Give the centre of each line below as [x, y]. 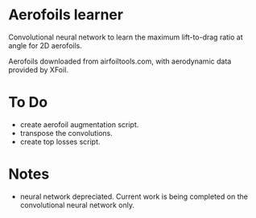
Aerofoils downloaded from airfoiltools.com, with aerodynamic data [120, 61]
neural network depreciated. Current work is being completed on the [134, 196]
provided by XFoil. [38, 69]
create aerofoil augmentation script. [79, 124]
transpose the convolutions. [66, 133]
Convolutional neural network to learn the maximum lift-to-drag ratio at [126, 37]
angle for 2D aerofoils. [45, 45]
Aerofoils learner [66, 15]
